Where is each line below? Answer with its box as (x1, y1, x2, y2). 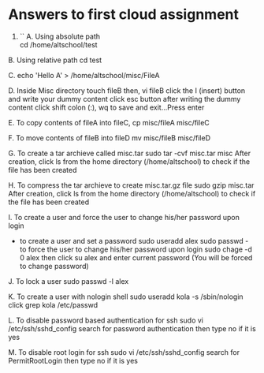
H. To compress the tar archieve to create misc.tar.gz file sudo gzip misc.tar (8, 180, 255, 190)
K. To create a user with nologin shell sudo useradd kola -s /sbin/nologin (8, 292, 244, 301)
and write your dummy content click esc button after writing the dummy (8, 94, 241, 103)
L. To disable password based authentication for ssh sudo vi (8, 315, 203, 325)
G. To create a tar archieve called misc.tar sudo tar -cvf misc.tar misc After (8, 148, 251, 158)
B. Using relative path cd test (8, 55, 102, 65)
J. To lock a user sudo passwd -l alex (8, 276, 129, 285)
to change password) (19, 261, 89, 270)
